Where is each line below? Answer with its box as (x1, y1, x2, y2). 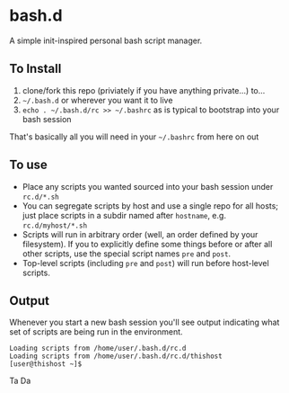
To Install (9, 61, 62, 76)
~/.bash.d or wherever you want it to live (22, 94, 173, 105)
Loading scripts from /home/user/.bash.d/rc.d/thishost (9, 352, 223, 361)
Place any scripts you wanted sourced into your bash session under (22, 181, 274, 192)
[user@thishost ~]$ (9, 360, 83, 369)
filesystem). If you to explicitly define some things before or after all (22, 238, 273, 249)
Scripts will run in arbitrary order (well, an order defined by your (22, 228, 258, 239)
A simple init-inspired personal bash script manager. (9, 35, 203, 46)
